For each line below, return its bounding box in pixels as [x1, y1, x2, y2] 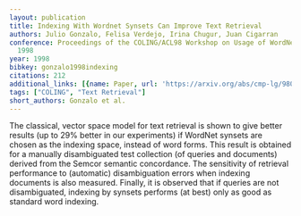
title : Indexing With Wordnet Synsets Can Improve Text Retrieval [9, 21, 262, 30]
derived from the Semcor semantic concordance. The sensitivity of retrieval [9, 158, 289, 170]
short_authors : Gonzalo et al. [9, 96, 126, 105]
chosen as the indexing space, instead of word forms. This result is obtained [9, 139, 292, 150]
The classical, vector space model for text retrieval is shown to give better [9, 120, 283, 131]
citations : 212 [9, 71, 66, 80]
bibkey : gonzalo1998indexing [9, 63, 118, 72]
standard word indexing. [9, 196, 99, 207]
